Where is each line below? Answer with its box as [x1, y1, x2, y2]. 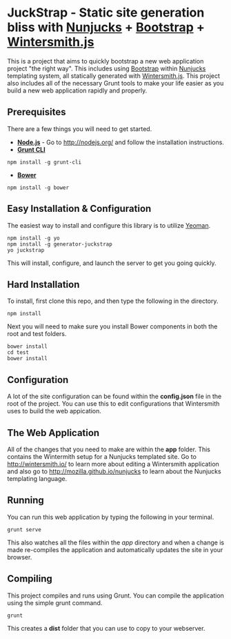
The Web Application [7, 426, 100, 439]
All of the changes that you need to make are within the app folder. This [7, 445, 210, 453]
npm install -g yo [7, 235, 60, 242]
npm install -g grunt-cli [7, 159, 81, 166]
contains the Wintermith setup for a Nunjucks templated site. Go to [7, 453, 197, 460]
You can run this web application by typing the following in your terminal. [7, 513, 214, 521]
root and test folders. [7, 330, 67, 338]
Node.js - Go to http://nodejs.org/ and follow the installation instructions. [17, 138, 224, 146]
